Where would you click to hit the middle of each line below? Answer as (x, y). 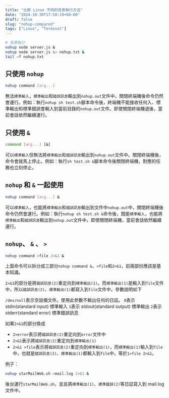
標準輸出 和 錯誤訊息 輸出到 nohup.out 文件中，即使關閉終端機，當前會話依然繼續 (83, 220)
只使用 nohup (24, 74)
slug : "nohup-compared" (30, 24)
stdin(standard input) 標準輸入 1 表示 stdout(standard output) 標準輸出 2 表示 (84, 306)
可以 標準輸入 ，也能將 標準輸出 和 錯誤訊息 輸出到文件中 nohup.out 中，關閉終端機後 (84, 207)
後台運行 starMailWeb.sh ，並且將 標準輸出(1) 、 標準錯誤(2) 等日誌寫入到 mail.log (85, 384)
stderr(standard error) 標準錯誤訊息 (42, 313)
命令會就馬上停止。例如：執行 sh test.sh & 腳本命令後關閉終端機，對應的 (81, 161)
